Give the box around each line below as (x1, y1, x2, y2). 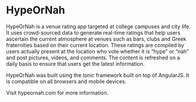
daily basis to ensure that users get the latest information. (6, 60, 145, 67)
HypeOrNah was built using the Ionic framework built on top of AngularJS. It (6, 72, 190, 79)
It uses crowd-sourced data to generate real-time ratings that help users (6, 29, 181, 36)
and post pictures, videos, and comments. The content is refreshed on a (6, 54, 180, 61)
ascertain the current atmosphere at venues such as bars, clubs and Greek (6, 35, 187, 42)
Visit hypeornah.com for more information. (6, 89, 109, 96)
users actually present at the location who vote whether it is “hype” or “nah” (6, 47, 189, 55)
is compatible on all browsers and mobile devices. (6, 77, 127, 85)
